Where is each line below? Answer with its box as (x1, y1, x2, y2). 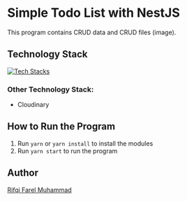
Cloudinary (17, 100, 50, 109)
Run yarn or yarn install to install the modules (17, 139, 154, 148)
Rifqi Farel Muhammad (7, 186, 72, 194)
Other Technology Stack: (7, 84, 94, 94)
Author (7, 167, 38, 179)
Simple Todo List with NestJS (7, 5, 180, 21)
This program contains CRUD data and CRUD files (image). (7, 28, 177, 36)
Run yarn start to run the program (17, 146, 118, 155)
